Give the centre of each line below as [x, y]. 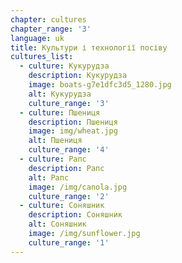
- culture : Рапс [53, 159]
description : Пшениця [73, 122]
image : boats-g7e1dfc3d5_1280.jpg [100, 85]
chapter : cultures [48, 19]
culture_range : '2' [69, 196]
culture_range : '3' [69, 103]
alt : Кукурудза [60, 94]
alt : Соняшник [57, 224]
